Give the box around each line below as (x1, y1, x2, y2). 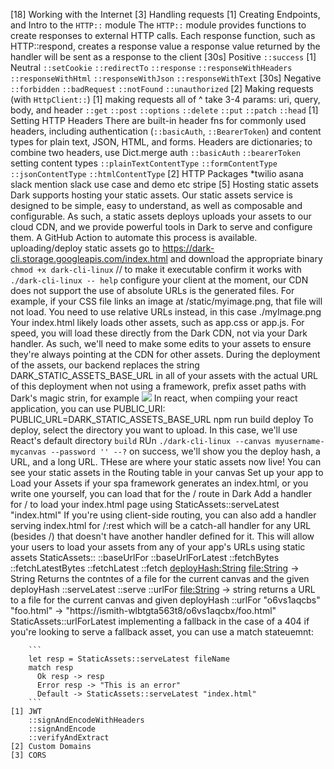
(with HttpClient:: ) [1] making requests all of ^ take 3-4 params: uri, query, (10, 94, 321, 105)
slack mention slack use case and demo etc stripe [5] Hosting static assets (10, 179, 319, 190)
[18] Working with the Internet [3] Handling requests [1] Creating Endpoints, (10, 9, 321, 20)
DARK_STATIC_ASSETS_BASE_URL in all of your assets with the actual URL (10, 370, 319, 381)
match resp (28, 663, 74, 673)
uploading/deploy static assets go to (10, 242, 161, 254)
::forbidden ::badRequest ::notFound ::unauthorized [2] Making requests (10, 83, 314, 94)
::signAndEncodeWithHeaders (28, 715, 145, 725)
